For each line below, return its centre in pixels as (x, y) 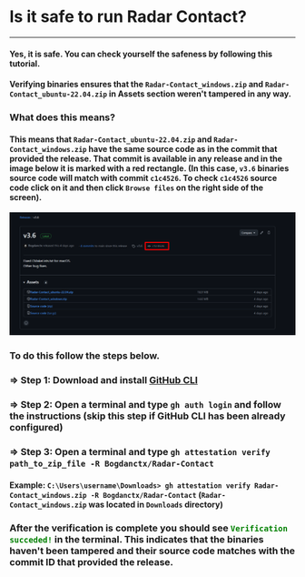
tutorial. (25, 63)
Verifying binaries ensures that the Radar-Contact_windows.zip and (137, 85)
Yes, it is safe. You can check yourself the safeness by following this (141, 54)
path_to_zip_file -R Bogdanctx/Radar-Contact (112, 464)
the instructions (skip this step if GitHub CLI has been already (148, 416)
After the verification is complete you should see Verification (149, 528)
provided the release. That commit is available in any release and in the (146, 158)
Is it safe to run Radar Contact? (128, 17)
